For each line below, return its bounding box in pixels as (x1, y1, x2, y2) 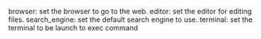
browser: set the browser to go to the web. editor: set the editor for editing (8, 7, 252, 16)
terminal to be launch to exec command (8, 23, 138, 32)
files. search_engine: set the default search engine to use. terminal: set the (8, 15, 253, 24)
